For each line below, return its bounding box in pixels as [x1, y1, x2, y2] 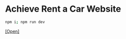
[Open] [5, 28, 20, 34]
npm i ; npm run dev [5, 19, 45, 24]
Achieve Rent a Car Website [5, 3, 122, 15]
